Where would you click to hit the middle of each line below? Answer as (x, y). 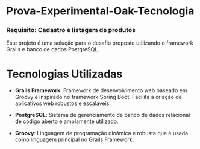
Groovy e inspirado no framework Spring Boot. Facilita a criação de (98, 97)
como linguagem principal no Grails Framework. (74, 139)
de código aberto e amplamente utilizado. (67, 121)
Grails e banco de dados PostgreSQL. (53, 49)
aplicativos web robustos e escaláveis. (63, 103)
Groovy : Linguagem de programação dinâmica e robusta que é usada (102, 133)
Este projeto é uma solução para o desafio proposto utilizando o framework (100, 43)
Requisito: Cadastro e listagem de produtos (71, 30)
